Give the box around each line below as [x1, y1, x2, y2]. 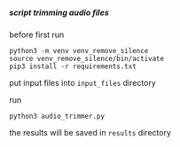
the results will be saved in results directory [9, 127, 171, 137]
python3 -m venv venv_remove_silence [9, 46, 149, 55]
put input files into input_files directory [9, 77, 157, 88]
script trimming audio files [9, 7, 109, 18]
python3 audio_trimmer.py [9, 112, 105, 120]
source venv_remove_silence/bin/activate [9, 54, 165, 63]
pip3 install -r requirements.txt [9, 62, 137, 71]
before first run [9, 29, 65, 40]
